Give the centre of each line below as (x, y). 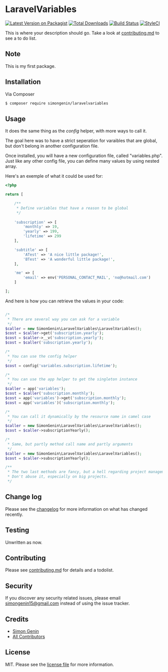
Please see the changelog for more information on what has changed (76, 509)
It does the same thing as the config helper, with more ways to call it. (76, 131)
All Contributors (28, 636)
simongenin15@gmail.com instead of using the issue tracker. (67, 603)
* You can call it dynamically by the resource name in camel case (79, 416)
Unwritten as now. (24, 542)
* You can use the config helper (42, 356)
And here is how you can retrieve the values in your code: (64, 301)
